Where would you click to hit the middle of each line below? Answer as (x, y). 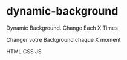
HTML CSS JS (24, 51)
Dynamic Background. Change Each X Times (62, 28)
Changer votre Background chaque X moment (63, 39)
